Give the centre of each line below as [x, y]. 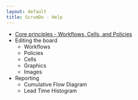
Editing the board [36, 40]
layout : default [26, 12]
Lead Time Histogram [50, 91]
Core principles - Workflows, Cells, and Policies [73, 34]
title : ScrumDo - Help [34, 17]
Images [33, 72]
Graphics [35, 65]
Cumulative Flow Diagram [56, 84]
